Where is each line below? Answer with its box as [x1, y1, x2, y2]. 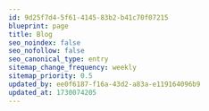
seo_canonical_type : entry [8, 55, 109, 64]
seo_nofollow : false [8, 47, 86, 55]
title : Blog [8, 30, 53, 38]
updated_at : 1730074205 [8, 88, 97, 97]
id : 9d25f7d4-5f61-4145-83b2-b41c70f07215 [8, 13, 169, 22]
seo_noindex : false [8, 38, 81, 47]
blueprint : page [8, 21, 69, 30]
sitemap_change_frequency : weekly [8, 64, 138, 73]
